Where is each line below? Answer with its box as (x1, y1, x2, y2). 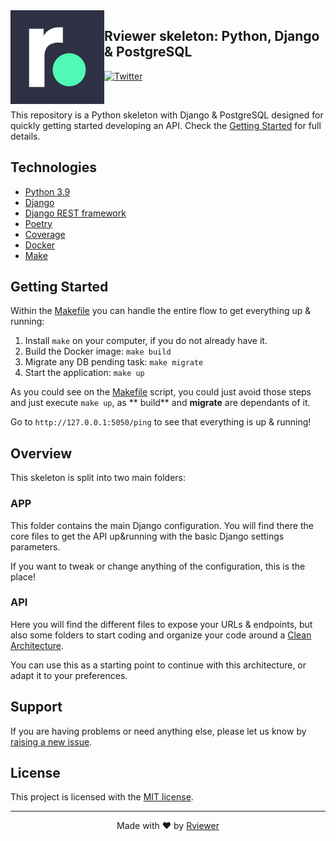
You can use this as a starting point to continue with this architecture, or (10, 659, 307, 671)
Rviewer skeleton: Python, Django (104, 28, 320, 45)
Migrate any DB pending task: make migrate (24, 356, 204, 368)
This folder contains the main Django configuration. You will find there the (10, 519, 314, 531)
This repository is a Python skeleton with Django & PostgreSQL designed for (10, 109, 324, 121)
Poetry (24, 217, 53, 229)
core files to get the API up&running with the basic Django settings (10, 530, 285, 542)
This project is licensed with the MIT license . (10, 791, 194, 803)
